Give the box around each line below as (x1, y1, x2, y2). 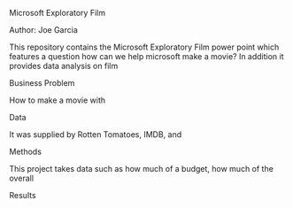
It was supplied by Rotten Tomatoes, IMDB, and (9, 129, 182, 140)
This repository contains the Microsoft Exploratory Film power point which (9, 42, 280, 52)
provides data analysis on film (9, 61, 119, 71)
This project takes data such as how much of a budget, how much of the (9, 164, 274, 173)
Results (9, 190, 37, 200)
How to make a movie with (9, 95, 106, 105)
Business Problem (9, 78, 75, 88)
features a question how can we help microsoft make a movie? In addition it (9, 51, 285, 61)
